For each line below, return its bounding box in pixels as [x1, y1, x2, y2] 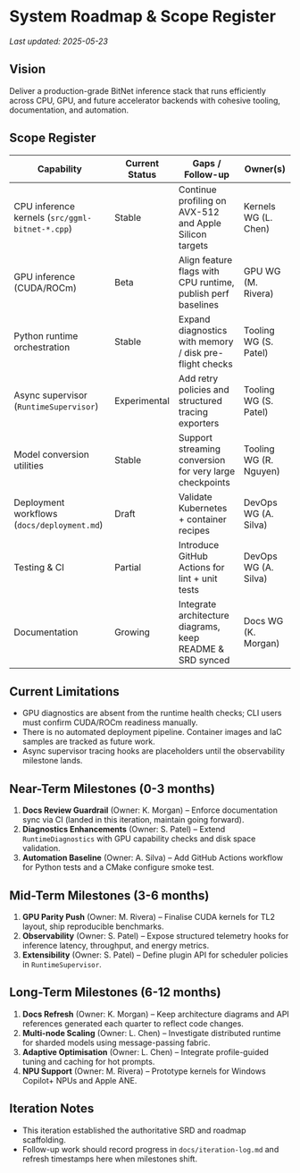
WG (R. [244, 453, 274, 466]
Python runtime [13, 329, 79, 342]
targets [178, 239, 209, 251]
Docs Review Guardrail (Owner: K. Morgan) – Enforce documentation [21, 805, 279, 815]
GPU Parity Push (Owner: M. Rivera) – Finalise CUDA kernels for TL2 [21, 912, 275, 922]
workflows [13, 507, 58, 519]
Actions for [178, 561, 225, 573]
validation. [21, 843, 61, 854]
